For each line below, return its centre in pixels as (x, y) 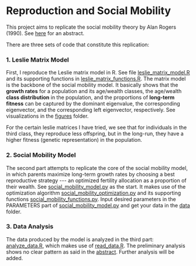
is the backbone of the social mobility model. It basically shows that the (92, 85)
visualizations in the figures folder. (47, 116)
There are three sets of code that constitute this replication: (78, 45)
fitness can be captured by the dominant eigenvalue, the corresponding (93, 104)
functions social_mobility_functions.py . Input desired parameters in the (91, 199)
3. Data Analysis (30, 227)
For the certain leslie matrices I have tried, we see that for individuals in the (97, 128)
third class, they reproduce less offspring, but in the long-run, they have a (95, 134)
